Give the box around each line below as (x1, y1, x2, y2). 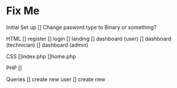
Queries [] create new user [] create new (6, 76, 105, 83)
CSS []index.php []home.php (6, 53, 76, 60)
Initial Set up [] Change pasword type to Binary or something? (6, 24, 157, 31)
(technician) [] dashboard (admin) (6, 41, 89, 48)
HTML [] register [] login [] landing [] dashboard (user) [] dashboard (6, 35, 172, 42)
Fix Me (6, 4, 40, 18)
